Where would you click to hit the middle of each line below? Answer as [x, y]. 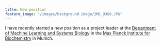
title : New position [26, 9]
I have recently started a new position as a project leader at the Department [80, 28]
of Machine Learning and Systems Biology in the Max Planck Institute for [78, 33]
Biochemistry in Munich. [29, 38]
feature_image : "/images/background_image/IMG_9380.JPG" [64, 14]
